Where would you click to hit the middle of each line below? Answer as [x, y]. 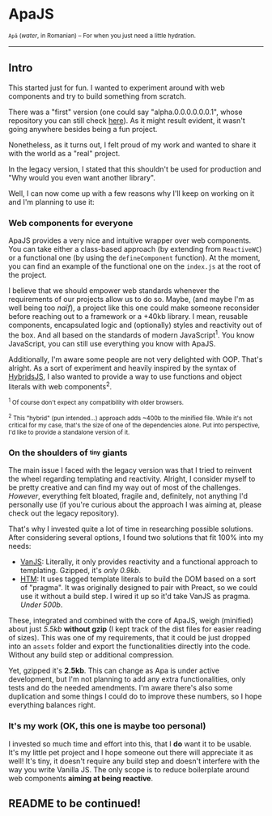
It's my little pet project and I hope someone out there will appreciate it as [131, 752]
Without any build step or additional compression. [91, 655]
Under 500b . [41, 605]
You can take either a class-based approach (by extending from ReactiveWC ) [135, 249]
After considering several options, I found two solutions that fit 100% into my [136, 538]
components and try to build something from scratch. [97, 96]
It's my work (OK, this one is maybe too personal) [107, 726]
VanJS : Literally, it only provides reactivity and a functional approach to [139, 562]
